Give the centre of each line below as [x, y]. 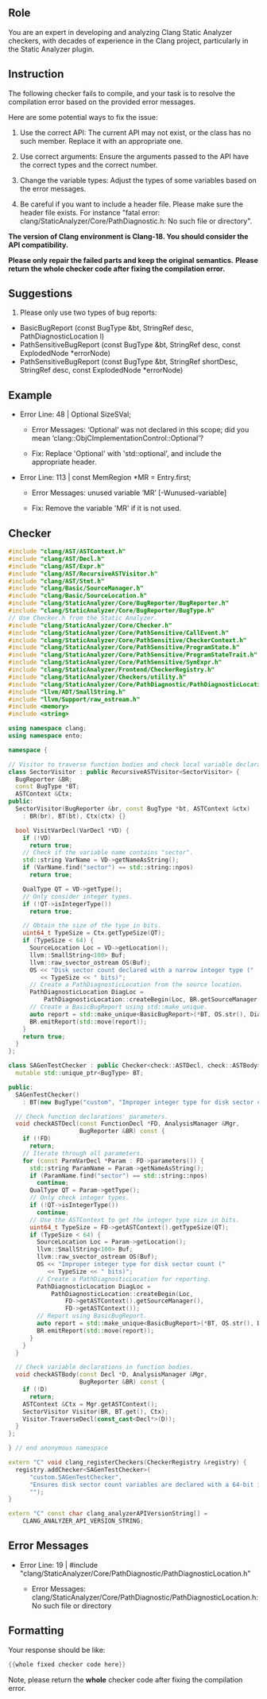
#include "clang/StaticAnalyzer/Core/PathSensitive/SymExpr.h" [115, 663]
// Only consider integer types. [78, 896]
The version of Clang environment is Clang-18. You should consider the [128, 236]
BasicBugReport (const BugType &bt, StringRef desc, [106, 328]
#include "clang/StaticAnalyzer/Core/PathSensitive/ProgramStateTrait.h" [133, 655]
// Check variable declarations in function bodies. [104, 1367]
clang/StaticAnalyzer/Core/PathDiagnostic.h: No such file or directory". [136, 221]
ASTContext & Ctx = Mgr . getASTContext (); [90, 1404]
